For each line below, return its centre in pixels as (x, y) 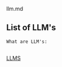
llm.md (15, 9)
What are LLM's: (27, 42)
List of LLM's (31, 27)
